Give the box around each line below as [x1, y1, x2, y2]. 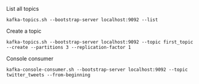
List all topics [6, 5, 39, 12]
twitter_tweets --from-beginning [6, 72, 91, 78]
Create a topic [6, 27, 42, 34]
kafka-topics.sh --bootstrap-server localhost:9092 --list [6, 17, 158, 23]
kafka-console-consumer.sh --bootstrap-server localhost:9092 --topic [6, 66, 188, 73]
